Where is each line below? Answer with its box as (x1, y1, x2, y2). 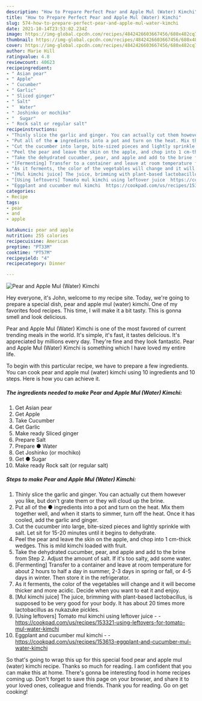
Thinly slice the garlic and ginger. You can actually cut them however (14, 491, 186, 498)
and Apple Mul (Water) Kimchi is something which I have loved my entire (6, 344, 186, 351)
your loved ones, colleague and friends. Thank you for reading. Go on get (6, 682, 188, 689)
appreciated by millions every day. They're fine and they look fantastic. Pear (6, 338, 195, 345)
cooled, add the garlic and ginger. (14, 517, 99, 524)
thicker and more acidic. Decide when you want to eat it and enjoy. (14, 587, 180, 594)
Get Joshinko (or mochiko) (14, 449, 81, 456)
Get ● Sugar (14, 456, 47, 463)
